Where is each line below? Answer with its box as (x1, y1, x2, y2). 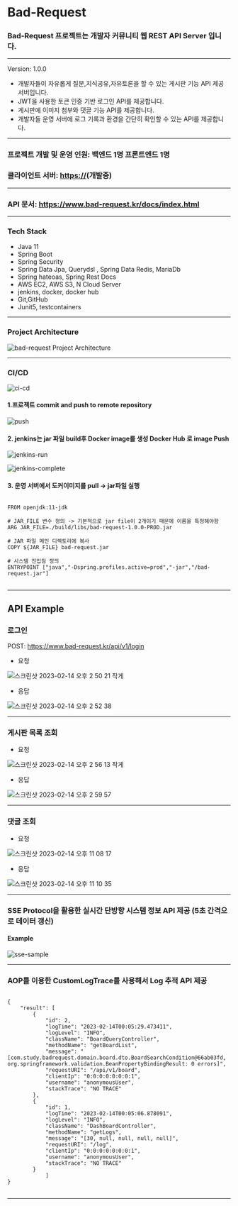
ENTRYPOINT (7, 563, 40, 571)
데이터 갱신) (15, 916, 55, 926)
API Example (7, 602, 64, 614)
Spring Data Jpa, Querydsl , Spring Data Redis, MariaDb (17, 265, 181, 274)
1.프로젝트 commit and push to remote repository (7, 401, 152, 409)
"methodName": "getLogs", (45, 1129, 122, 1136)
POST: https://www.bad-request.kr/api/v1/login (7, 642, 144, 651)
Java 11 (17, 243, 39, 251)
